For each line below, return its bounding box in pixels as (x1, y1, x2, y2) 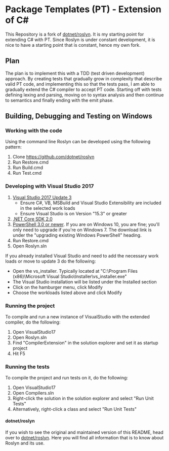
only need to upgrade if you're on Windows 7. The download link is (12, 227, 152, 233)
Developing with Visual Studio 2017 (5, 183, 94, 190)
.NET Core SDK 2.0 (12, 216, 53, 222)
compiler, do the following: (5, 319, 61, 326)
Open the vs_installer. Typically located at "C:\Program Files (12, 268, 138, 274)
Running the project (5, 302, 55, 309)
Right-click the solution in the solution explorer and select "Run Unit (12, 395, 154, 402)
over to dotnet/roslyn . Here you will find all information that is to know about (5, 434, 164, 440)
